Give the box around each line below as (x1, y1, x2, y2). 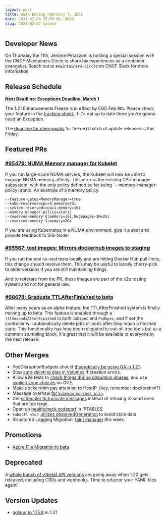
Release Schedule (5, 83, 62, 91)
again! (5, 482, 18, 488)
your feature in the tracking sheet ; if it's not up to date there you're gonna (5, 110, 156, 116)
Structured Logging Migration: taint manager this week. (12, 416, 125, 422)
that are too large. (12, 401, 49, 407)
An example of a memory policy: (33, 187, 100, 193)
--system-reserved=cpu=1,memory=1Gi (5, 205, 81, 210)
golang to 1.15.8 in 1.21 (12, 510, 57, 516)
